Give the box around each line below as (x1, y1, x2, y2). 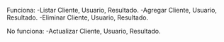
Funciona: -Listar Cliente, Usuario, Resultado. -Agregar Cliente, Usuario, (6, 6, 218, 14)
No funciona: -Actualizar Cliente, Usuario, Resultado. (6, 27, 161, 35)
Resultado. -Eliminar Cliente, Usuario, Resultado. (6, 13, 149, 22)
